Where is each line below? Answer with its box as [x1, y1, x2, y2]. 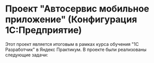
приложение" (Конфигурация [5, 14, 137, 25]
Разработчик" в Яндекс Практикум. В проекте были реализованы [5, 46, 147, 52]
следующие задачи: [5, 51, 48, 58]
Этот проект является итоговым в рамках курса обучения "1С [5, 41, 139, 47]
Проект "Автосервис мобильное [5, 3, 149, 15]
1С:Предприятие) [5, 25, 82, 36]
